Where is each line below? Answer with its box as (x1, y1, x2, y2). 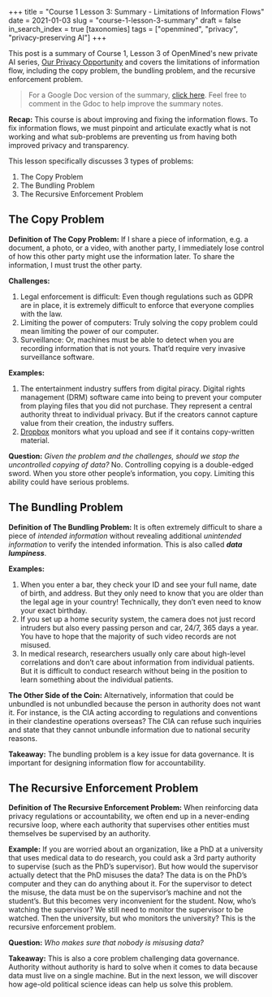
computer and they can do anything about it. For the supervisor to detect (8, 879, 253, 889)
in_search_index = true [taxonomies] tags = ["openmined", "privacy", (8, 24, 239, 33)
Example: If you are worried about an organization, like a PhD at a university (8, 844, 264, 854)
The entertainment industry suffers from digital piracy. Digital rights (19, 384, 246, 393)
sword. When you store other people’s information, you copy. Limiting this (8, 468, 255, 478)
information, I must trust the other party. (8, 260, 143, 270)
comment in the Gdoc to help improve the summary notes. (28, 99, 223, 108)
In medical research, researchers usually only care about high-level (19, 648, 246, 658)
